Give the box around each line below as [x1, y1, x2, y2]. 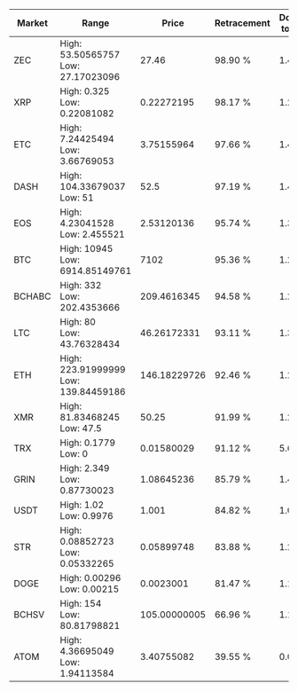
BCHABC [13, 290, 51, 302]
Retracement [214, 17, 271, 29]
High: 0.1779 [59, 436, 116, 449]
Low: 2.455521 [59, 228, 126, 240]
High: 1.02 [59, 499, 105, 511]
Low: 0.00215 [59, 583, 120, 595]
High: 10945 [59, 243, 114, 255]
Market [16, 17, 49, 29]
